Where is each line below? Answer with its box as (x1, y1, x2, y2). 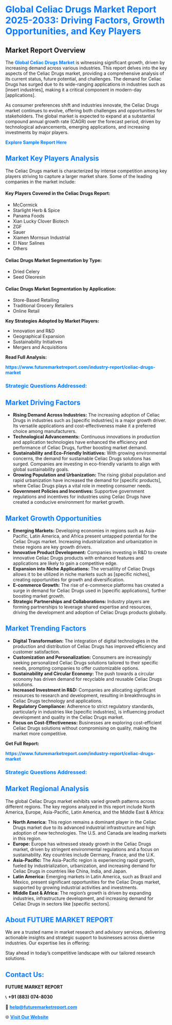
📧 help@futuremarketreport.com (5, 1004, 78, 1010)
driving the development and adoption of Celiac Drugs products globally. (12, 609, 167, 615)
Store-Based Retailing (12, 297, 59, 303)
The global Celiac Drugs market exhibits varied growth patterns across (5, 798, 155, 804)
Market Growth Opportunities (5, 514, 102, 523)
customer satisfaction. (12, 648, 61, 655)
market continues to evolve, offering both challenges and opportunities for (5, 108, 163, 113)
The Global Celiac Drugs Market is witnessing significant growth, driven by (5, 60, 165, 65)
